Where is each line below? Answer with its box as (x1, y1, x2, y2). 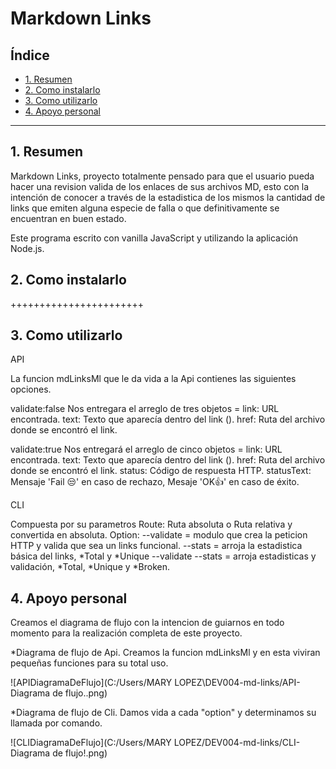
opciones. (10, 383, 52, 396)
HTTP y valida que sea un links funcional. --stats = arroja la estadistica (10, 540, 303, 552)
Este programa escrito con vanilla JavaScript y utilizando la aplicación (10, 232, 298, 244)
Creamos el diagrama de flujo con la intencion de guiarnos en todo (10, 617, 285, 629)
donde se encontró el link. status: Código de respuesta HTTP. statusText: (10, 465, 312, 477)
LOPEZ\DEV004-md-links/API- (174, 677, 301, 689)
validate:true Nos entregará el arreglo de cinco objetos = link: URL (10, 443, 283, 456)
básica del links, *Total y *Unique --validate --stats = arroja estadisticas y (10, 550, 317, 562)
